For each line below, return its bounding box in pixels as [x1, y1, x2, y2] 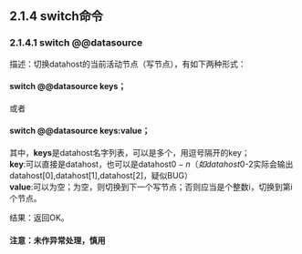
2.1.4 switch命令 [9, 8, 103, 25]
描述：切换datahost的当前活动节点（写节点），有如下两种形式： [9, 58, 246, 69]
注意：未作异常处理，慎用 [9, 235, 106, 246]
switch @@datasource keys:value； [9, 126, 151, 137]
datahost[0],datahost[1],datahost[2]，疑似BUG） [9, 170, 193, 181]
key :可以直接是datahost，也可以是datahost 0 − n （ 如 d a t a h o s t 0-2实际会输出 [9, 158, 294, 170]
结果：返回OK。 [9, 212, 70, 223]
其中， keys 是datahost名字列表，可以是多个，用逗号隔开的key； [9, 147, 250, 158]
